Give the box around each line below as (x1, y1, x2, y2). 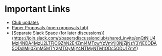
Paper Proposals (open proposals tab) (11, 24, 89, 30)
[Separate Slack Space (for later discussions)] (11, 30, 105, 36)
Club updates (11, 19, 39, 25)
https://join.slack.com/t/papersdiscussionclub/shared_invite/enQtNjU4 (13, 35, 156, 41)
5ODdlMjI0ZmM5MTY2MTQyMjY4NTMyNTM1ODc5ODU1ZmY (11, 45, 137, 51)
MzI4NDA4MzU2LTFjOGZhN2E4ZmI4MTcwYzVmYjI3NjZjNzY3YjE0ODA (11, 40, 157, 46)
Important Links (4, 3, 70, 15)
